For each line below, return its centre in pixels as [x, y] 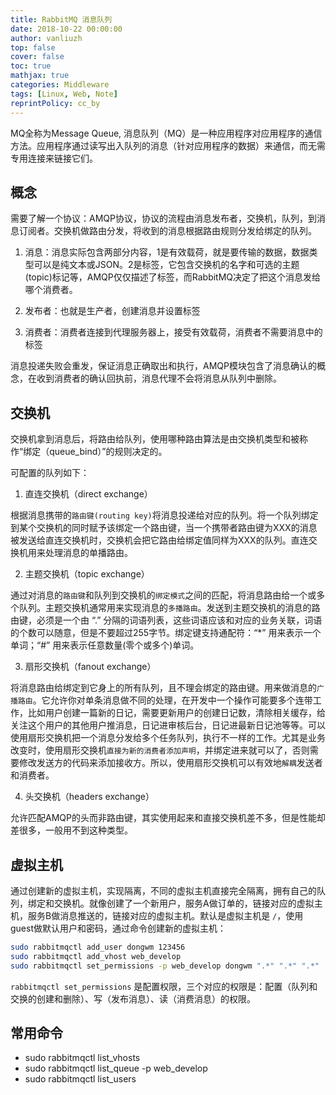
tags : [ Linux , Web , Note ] [64, 94]
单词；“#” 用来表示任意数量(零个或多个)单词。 [105, 645]
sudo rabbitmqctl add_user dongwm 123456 [98, 947]
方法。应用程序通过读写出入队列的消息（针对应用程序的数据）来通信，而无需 [168, 145]
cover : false [37, 57]
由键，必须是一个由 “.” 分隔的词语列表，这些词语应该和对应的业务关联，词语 [166, 620]
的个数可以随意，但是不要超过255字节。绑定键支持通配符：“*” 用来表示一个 [166, 633]
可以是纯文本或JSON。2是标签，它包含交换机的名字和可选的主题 [166, 265]
